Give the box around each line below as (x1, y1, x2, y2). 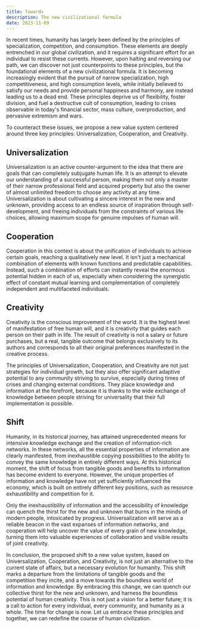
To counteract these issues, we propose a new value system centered (6, 124, 179, 131)
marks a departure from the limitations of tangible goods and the (6, 570, 165, 577)
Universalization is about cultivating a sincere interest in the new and (6, 195, 176, 202)
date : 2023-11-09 (6, 20, 50, 26)
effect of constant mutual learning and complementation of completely (6, 279, 180, 286)
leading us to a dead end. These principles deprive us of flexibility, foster (6, 93, 186, 100)
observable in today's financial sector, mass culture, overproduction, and (6, 106, 186, 113)
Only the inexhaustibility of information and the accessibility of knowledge (6, 501, 189, 509)
